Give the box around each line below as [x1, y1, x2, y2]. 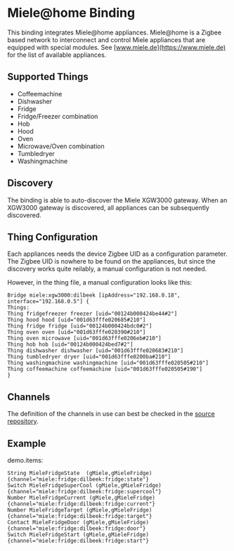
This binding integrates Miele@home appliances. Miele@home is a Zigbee [7, 28, 222, 37]
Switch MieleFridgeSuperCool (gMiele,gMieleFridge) [7, 482, 162, 489]
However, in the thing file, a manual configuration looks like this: [7, 278, 193, 287]
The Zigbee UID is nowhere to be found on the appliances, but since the [7, 257, 216, 266]
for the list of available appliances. [7, 51, 107, 59]
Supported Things [7, 71, 89, 83]
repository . [7, 417, 39, 426]
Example [7, 437, 46, 449]
